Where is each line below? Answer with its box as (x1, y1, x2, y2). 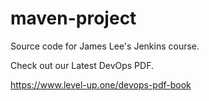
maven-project (10, 7, 137, 30)
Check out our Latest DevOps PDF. (10, 59, 154, 71)
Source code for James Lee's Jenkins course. (10, 40, 200, 52)
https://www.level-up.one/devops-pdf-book (10, 78, 192, 91)
